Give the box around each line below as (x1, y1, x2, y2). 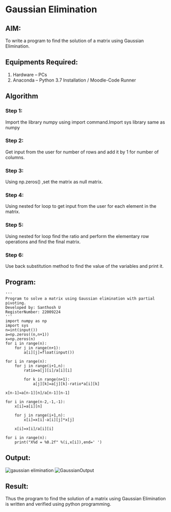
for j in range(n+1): (14, 345, 61, 350)
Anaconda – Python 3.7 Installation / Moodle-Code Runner (12, 77, 136, 83)
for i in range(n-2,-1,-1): (5, 399, 66, 404)
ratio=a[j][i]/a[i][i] (24, 368, 72, 373)
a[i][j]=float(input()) (24, 350, 74, 355)
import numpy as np (5, 318, 47, 324)
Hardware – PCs (12, 71, 47, 77)
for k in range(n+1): (24, 377, 70, 382)
